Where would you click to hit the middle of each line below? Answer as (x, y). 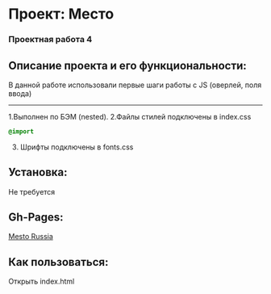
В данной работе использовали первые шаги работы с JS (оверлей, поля (135, 85)
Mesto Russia (31, 237)
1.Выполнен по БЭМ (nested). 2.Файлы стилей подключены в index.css (130, 116)
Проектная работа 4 (50, 40)
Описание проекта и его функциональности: (128, 65)
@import (21, 131)
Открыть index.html (42, 281)
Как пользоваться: (58, 262)
